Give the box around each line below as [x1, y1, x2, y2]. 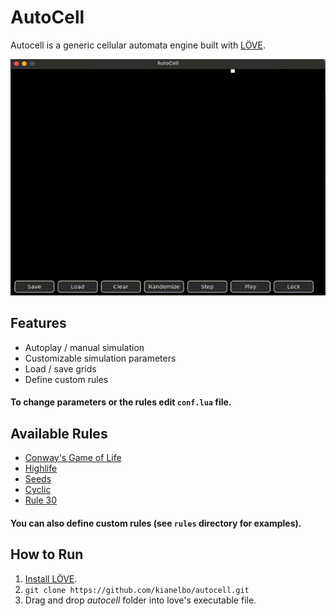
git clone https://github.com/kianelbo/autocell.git [24, 585, 250, 595]
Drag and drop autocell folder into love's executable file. [24, 594, 257, 606]
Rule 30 [24, 494, 58, 506]
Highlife [24, 462, 58, 475]
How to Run [10, 546, 84, 563]
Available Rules [10, 425, 108, 442]
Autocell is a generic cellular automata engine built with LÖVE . [10, 39, 266, 51]
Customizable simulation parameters [24, 352, 177, 364]
